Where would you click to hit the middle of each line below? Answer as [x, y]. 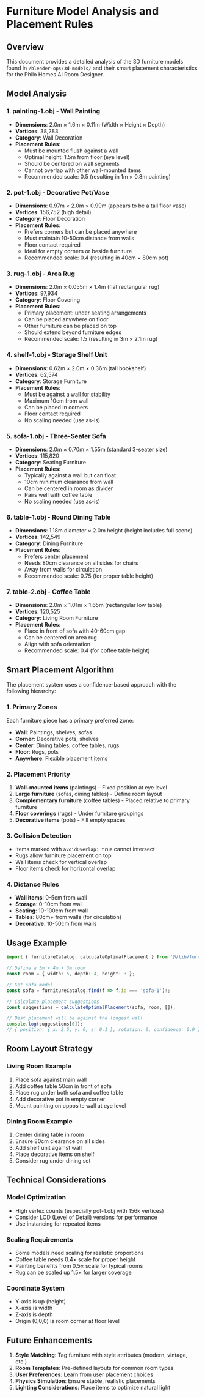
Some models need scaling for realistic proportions [79, 1253]
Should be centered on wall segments [72, 163]
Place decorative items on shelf [55, 1154]
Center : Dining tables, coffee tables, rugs [67, 745]
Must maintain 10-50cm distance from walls [79, 238]
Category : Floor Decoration [50, 218]
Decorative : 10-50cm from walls [56, 924]
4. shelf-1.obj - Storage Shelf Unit [57, 355]
